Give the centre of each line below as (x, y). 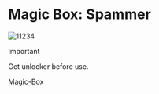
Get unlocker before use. (48, 66)
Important (24, 51)
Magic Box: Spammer (79, 14)
